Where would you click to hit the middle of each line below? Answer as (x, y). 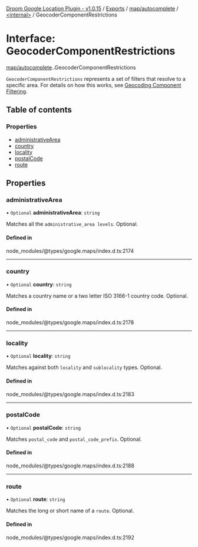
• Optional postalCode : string (44, 427)
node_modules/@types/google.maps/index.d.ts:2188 (70, 466)
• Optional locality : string (38, 356)
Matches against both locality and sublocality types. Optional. (84, 367)
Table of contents (39, 110)
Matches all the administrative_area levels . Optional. (72, 224)
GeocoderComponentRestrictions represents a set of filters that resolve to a (96, 78)
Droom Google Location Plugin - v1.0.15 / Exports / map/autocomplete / (92, 9)
